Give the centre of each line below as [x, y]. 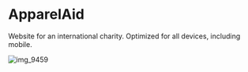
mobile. [21, 44]
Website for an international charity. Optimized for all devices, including [124, 36]
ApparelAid [46, 14]
